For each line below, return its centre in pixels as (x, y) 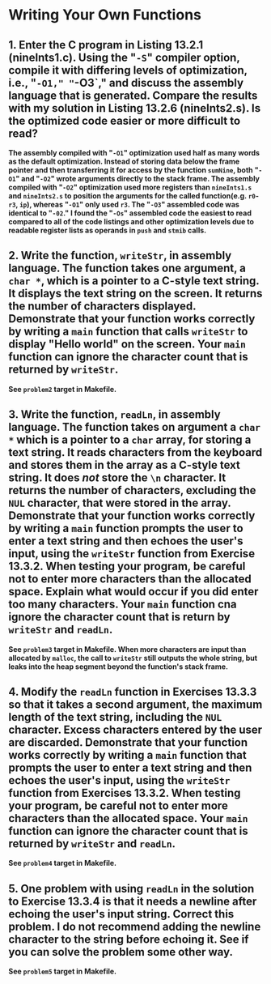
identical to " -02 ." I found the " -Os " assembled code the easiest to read (130, 213)
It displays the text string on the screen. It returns (135, 294)
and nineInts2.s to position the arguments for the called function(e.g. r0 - (134, 196)
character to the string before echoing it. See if (129, 939)
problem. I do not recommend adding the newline (135, 926)
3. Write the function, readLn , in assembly (114, 415)
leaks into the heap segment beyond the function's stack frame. (119, 667)
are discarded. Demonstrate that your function (128, 743)
